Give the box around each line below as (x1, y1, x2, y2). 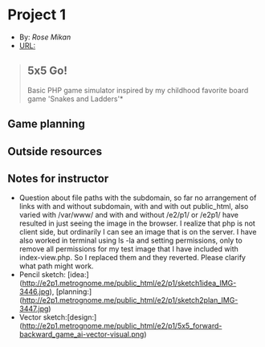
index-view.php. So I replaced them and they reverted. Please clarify (18, 253, 247, 263)
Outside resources (7, 145, 102, 158)
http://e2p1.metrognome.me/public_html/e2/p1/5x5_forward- (22, 321, 222, 331)
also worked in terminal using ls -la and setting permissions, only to (18, 235, 243, 246)
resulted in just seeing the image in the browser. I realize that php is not (18, 218, 256, 228)
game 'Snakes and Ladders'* (26, 94, 124, 104)
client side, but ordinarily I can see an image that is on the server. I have (18, 227, 257, 237)
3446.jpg (18, 287, 50, 296)
